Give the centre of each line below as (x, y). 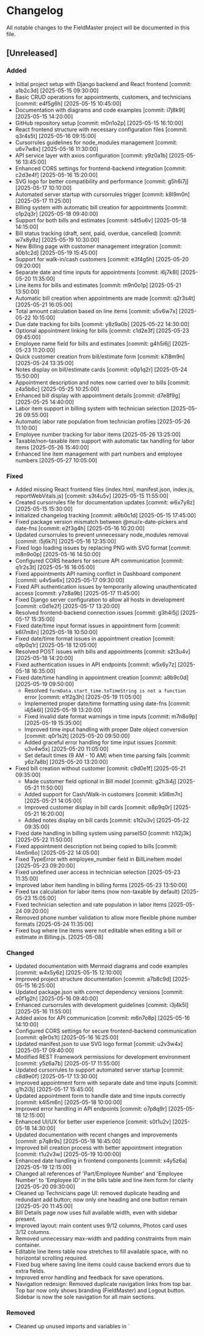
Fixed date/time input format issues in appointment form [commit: (98, 625)
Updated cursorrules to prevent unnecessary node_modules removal (102, 534)
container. (28, 1245)
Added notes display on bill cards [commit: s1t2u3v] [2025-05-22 (107, 820)
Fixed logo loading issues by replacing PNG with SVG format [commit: (103, 548)
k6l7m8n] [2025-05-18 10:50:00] (56, 632)
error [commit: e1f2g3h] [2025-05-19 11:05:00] (83, 697)
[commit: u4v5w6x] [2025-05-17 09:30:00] (70, 580)
